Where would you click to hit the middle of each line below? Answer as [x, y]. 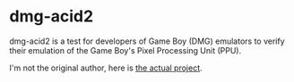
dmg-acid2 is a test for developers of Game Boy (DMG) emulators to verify [147, 41]
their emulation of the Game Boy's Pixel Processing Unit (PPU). [125, 50]
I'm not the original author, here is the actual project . [106, 68]
